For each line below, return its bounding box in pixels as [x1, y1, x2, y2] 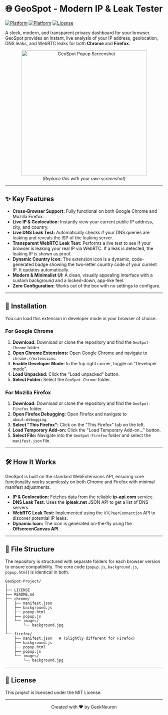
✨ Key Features [5, 195, 54, 203]
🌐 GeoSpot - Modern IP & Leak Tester [5, 3, 163, 15]
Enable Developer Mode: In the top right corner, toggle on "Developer [12, 360, 157, 366]
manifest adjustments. [5, 484, 51, 490]
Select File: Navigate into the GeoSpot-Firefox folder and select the [12, 433, 151, 439]
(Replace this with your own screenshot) [42, 175, 126, 181]
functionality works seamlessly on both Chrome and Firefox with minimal [5, 479, 155, 485]
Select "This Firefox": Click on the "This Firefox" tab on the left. [12, 422, 145, 428]
